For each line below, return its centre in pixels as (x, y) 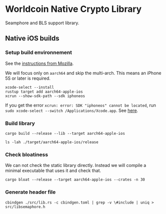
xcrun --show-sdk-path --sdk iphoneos (45, 96)
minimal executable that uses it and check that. (53, 171)
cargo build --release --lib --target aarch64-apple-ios (65, 133)
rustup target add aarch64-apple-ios (44, 92)
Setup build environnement (39, 53)
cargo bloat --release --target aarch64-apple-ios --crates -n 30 (75, 180)
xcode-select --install (30, 87)
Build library (20, 123)
